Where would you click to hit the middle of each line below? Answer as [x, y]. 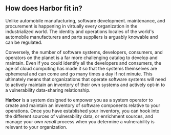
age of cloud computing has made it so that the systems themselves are [81, 68]
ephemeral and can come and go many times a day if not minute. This [79, 74]
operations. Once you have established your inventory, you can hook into [82, 111]
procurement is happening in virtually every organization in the [71, 26]
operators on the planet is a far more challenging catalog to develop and [81, 58]
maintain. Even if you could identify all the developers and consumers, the [83, 63]
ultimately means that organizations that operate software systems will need [86, 79]
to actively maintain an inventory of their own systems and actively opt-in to [85, 85]
